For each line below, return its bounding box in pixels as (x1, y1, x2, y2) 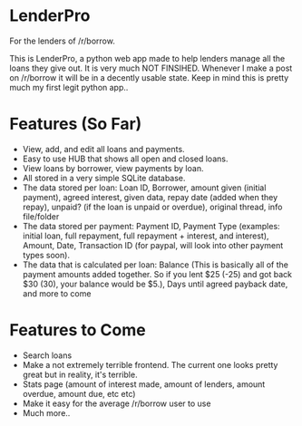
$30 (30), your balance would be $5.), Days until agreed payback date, (22, 278, 288, 289)
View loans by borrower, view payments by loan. (22, 162, 204, 173)
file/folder (22, 210, 60, 222)
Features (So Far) (9, 114, 142, 134)
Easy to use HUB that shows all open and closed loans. (22, 153, 229, 164)
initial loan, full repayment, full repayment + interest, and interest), (22, 230, 269, 241)
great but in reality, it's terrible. (22, 369, 138, 380)
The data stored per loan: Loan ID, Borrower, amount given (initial (22, 182, 267, 193)
